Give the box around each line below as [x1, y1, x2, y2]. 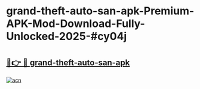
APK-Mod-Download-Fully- [6, 17, 145, 30]
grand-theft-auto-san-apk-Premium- [6, 4, 195, 18]
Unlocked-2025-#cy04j [6, 30, 127, 43]
